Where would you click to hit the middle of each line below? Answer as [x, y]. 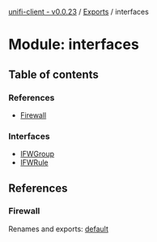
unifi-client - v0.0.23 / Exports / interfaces [79, 12]
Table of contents [53, 74]
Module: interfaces [74, 45]
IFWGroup [37, 154]
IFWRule [34, 162]
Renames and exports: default [59, 229]
